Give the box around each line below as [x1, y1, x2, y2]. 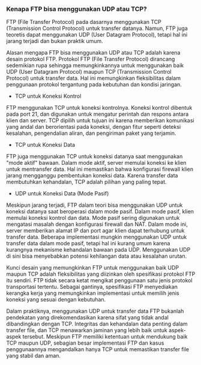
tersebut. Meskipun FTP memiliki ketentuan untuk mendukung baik [22, 333, 188, 340]
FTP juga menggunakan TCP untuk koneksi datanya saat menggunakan [6, 153, 183, 160]
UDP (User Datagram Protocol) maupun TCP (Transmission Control [6, 68, 172, 76]
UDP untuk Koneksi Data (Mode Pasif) [14, 190, 109, 197]
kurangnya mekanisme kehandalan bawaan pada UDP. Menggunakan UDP [6, 246, 191, 254]
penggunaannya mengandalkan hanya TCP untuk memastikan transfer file [6, 346, 190, 353]
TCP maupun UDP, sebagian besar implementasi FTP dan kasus [6, 339, 164, 346]
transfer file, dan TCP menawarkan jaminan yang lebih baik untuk [6, 327, 168, 334]
